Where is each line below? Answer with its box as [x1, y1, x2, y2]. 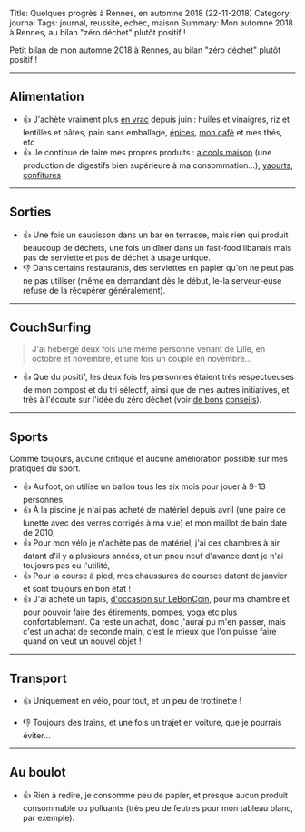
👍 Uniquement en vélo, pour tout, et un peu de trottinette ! [22, 696, 242, 707]
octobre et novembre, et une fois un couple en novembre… [31, 354, 252, 365]
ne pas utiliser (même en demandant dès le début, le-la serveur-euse [22, 275, 282, 286]
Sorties [9, 205, 52, 220]
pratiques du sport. [9, 463, 82, 474]
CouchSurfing [9, 320, 92, 336]
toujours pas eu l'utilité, [22, 560, 111, 571]
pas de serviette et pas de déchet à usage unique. [22, 252, 211, 263]
